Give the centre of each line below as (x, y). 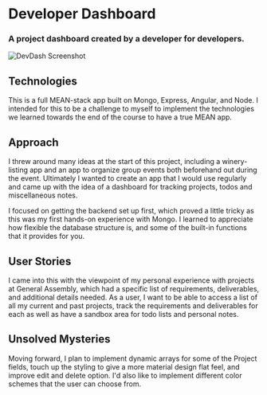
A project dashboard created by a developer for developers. (126, 39)
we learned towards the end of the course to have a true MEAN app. (120, 117)
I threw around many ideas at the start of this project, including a (114, 162)
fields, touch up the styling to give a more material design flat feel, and (124, 366)
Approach (33, 142)
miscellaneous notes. (43, 195)
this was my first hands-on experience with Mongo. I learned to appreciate (131, 219)
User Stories (40, 261)
